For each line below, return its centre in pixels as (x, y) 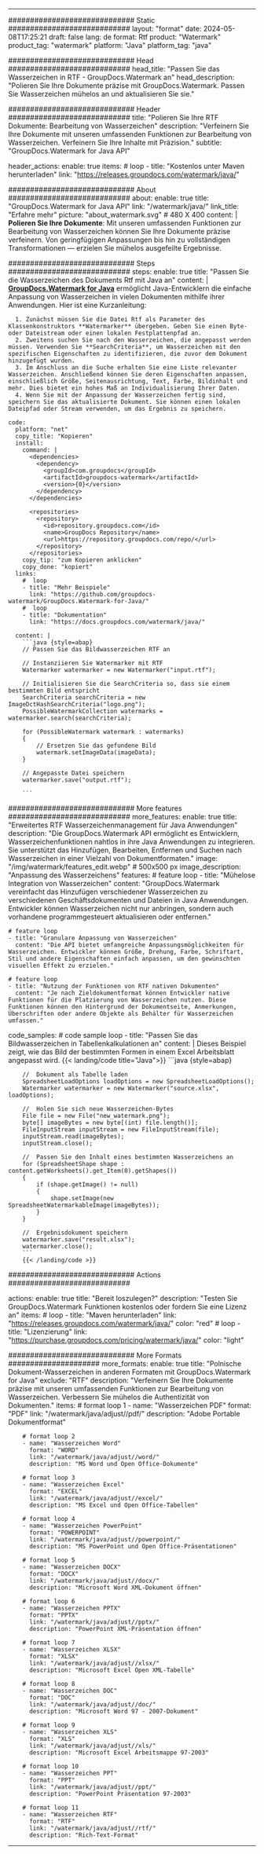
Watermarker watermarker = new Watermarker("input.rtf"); (119, 670)
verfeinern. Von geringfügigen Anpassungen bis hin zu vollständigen (119, 240)
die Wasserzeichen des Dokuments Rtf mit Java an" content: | (108, 280)
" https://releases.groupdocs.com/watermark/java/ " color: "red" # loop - (125, 1323)
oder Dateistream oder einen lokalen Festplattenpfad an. (105, 333)
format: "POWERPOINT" (64, 1533)
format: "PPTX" (54, 1615)
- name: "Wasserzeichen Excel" (73, 1485)
